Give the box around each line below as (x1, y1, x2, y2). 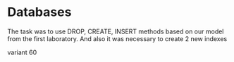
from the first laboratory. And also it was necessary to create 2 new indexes (7, 34, 228, 42)
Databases (7, 4, 72, 20)
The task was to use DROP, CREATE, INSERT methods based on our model (7, 27, 224, 36)
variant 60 (7, 48, 37, 56)
